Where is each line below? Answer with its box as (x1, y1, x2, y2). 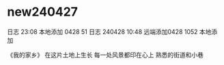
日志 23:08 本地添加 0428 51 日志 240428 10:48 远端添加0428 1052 (7, 27, 198, 36)
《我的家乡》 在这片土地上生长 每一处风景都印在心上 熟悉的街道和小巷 (7, 51, 204, 59)
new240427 (7, 4, 79, 20)
